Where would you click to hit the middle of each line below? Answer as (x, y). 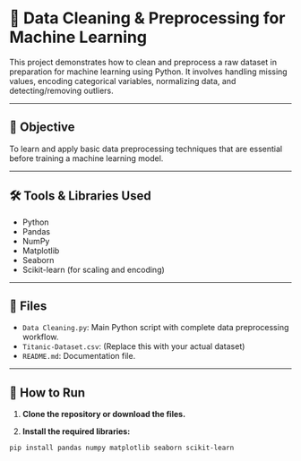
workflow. (40, 337)
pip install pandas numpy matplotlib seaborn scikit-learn (122, 448)
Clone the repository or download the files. (104, 414)
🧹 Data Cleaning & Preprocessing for (147, 18)
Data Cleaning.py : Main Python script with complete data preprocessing (155, 328)
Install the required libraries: (76, 431)
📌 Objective (42, 128)
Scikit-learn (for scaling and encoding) (94, 269)
